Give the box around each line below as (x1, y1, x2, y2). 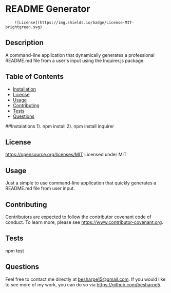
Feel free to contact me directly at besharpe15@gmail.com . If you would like (5, 276, 166, 282)
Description (5, 38, 44, 47)
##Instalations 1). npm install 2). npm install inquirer (5, 123, 115, 129)
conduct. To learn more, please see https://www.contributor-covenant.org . (5, 219, 163, 225)
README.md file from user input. (5, 185, 75, 192)
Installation (12, 86, 36, 92)
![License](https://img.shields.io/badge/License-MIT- (14, 20, 135, 25)
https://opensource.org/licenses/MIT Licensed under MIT (5, 152, 127, 158)
